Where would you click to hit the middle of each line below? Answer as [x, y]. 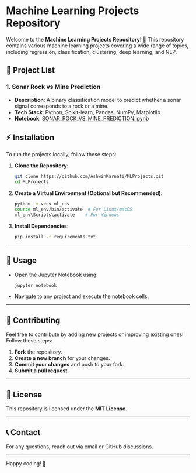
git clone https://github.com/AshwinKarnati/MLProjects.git [89, 177]
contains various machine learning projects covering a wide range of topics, [97, 46]
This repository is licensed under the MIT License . [66, 409]
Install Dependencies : [41, 226]
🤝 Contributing [33, 320]
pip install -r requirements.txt [55, 236]
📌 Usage [21, 261]
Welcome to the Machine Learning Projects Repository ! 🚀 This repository [95, 39]
